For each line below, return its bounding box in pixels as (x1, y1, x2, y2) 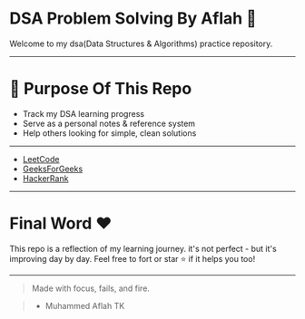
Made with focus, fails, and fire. (31, 283, 150, 294)
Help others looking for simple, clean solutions (22, 127, 197, 139)
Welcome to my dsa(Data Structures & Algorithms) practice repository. (9, 38, 273, 49)
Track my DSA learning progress (22, 108, 145, 119)
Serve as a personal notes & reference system (22, 118, 196, 129)
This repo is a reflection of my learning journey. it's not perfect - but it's (9, 243, 277, 254)
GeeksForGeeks (22, 163, 84, 174)
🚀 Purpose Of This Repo (9, 79, 192, 99)
